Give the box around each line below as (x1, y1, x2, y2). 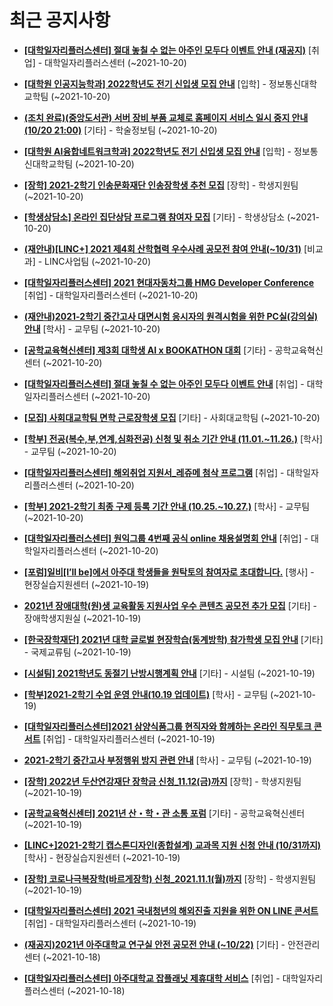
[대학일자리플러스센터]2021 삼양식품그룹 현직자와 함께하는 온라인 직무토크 (23, 720, 312, 732)
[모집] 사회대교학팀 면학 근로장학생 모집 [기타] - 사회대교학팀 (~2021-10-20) (23, 411, 321, 423)
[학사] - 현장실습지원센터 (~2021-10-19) (23, 851, 181, 863)
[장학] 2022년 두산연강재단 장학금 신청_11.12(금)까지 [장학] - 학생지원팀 (23, 775, 302, 787)
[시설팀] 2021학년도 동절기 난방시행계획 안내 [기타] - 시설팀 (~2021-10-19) (23, 667, 316, 679)
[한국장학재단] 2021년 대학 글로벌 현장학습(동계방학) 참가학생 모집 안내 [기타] (23, 633, 324, 645)
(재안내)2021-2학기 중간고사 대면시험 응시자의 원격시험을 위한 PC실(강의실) (23, 310, 319, 322)
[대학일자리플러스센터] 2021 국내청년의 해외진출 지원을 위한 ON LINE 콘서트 (23, 904, 319, 916)
